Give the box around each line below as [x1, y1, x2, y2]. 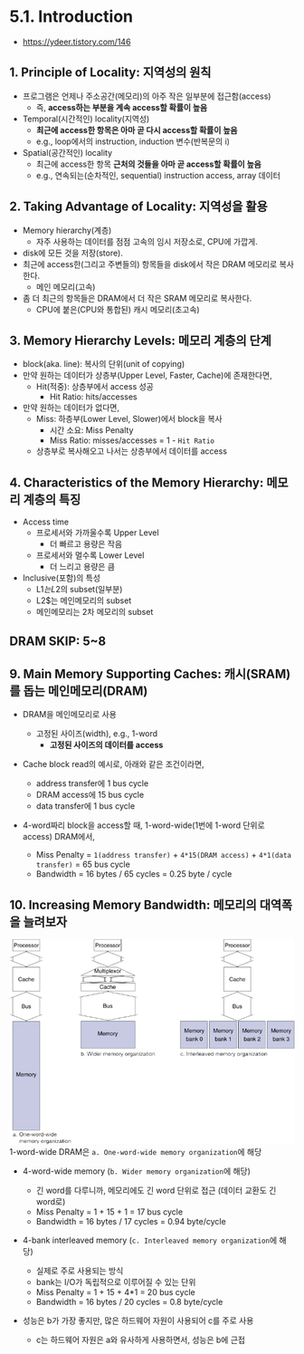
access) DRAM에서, [22, 831, 95, 842]
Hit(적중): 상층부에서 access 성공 [35, 381, 154, 392]
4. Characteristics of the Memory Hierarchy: [9, 475, 264, 490]
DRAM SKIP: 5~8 [9, 633, 107, 648]
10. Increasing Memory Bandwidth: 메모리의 [9, 897, 258, 912]
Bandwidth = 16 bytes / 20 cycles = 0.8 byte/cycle [35, 1297, 223, 1308]
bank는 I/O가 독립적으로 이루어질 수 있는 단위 [35, 1277, 196, 1288]
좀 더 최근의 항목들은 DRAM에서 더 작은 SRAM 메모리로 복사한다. [22, 293, 252, 303]
